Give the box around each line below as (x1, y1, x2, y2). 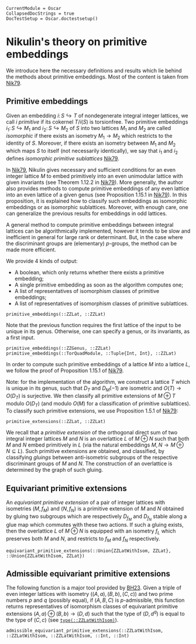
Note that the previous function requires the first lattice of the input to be (6, 321, 181, 328)
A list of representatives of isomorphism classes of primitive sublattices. (14, 299, 188, 307)
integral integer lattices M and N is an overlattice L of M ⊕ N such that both (6, 435, 190, 442)
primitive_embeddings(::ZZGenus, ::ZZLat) (6, 345, 111, 351)
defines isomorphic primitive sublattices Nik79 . (6, 155, 120, 162)
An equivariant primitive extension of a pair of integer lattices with (6, 499, 166, 506)
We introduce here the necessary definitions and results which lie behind (6, 67, 183, 74)
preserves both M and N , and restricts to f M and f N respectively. (6, 535, 160, 543)
